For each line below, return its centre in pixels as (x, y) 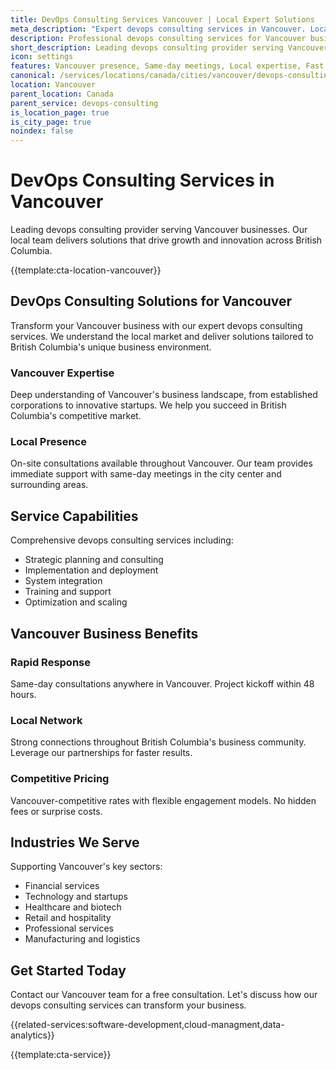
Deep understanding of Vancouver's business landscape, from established (164, 395)
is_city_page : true (51, 122)
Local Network (46, 720)
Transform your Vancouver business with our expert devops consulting (156, 325)
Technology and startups (76, 897)
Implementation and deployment (91, 570)
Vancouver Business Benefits (104, 633)
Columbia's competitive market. (76, 416)
